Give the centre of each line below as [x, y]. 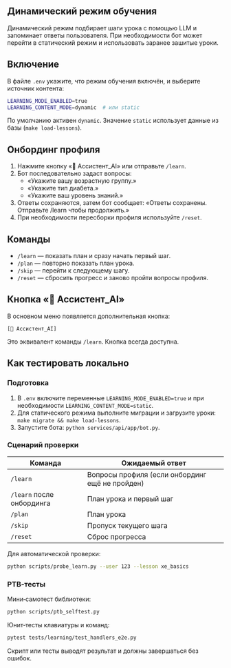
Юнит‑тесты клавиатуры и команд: [58, 625]
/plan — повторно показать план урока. [76, 263]
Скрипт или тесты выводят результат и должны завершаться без [103, 651]
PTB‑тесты [26, 584]
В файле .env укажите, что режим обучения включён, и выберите [104, 81]
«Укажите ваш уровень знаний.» [75, 195]
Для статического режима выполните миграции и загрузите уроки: [117, 413]
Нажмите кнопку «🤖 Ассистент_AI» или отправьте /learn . [102, 166]
